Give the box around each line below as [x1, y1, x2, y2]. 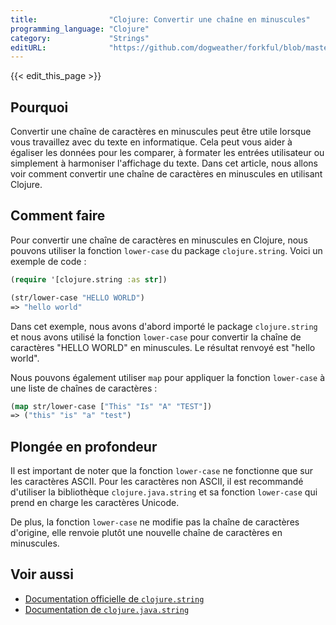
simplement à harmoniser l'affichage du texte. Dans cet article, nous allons [10, 157, 318, 170]
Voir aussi [10, 566, 74, 583]
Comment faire [10, 207, 106, 225]
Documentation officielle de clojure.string [24, 592, 205, 605]
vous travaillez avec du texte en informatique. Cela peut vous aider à [10, 136, 293, 148]
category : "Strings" [10, 33, 150, 43]
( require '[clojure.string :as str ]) [10, 274, 168, 285]
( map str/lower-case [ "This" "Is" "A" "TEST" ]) [10, 401, 213, 411]
